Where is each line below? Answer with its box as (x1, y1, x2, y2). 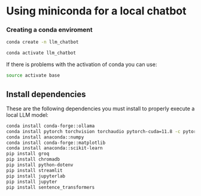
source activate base (6, 73, 60, 79)
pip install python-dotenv (6, 162, 74, 168)
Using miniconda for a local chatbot (6, 4, 187, 18)
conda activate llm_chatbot (6, 50, 77, 56)
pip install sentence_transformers (6, 184, 95, 190)
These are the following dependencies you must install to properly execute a (6, 105, 195, 112)
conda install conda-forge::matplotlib (6, 140, 106, 146)
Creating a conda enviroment (6, 26, 93, 34)
